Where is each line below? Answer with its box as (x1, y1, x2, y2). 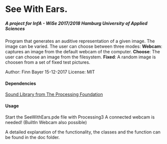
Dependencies (5, 80, 36, 86)
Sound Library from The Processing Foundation (5, 91, 103, 98)
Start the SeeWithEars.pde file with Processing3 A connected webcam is (5, 114, 155, 120)
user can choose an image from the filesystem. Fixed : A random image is (5, 54, 156, 60)
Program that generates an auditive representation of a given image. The (5, 38, 155, 44)
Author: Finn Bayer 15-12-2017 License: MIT (5, 69, 95, 75)
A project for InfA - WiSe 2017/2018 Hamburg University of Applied (5, 20, 147, 26)
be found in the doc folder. (5, 134, 60, 140)
